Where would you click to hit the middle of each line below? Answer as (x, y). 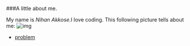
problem (25, 37)
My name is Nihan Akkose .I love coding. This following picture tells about (95, 20)
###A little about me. (32, 8)
